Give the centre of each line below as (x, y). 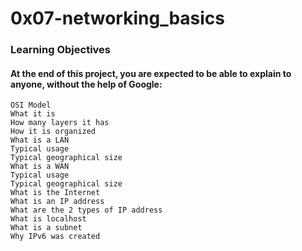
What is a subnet (46, 228)
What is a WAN (40, 167)
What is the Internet (55, 193)
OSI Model (31, 105)
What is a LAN (40, 140)
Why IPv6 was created (55, 237)
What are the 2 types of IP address (86, 210)
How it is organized (53, 132)
